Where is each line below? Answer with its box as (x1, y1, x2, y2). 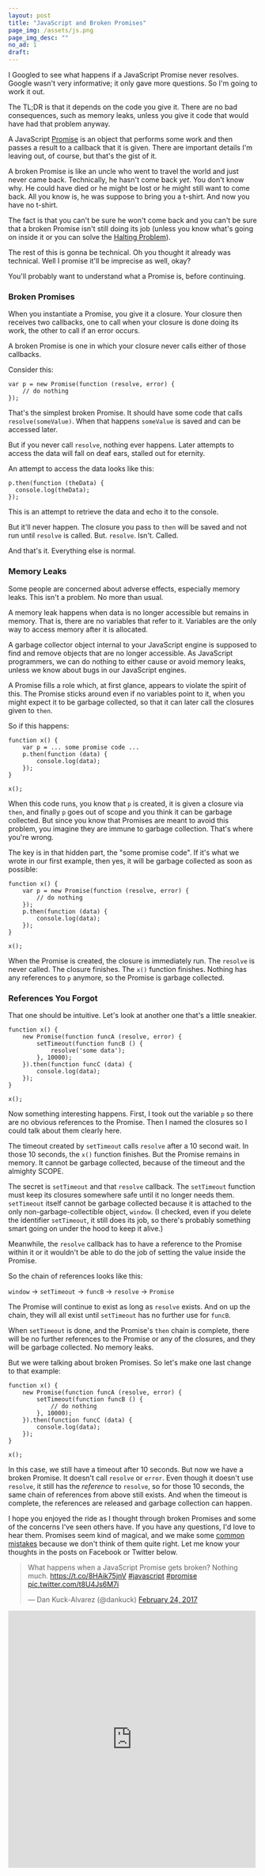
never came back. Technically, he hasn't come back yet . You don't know (8, 175, 244, 184)
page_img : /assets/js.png (8, 26, 93, 34)
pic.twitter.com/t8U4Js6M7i (27, 1579, 119, 1589)
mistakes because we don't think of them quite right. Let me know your (8, 1539, 240, 1548)
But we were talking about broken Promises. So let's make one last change (8, 1358, 252, 1367)
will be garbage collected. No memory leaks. (8, 1342, 154, 1352)
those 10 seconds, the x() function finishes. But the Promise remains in (8, 1149, 240, 1159)
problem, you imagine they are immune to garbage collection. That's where (8, 824, 253, 834)
